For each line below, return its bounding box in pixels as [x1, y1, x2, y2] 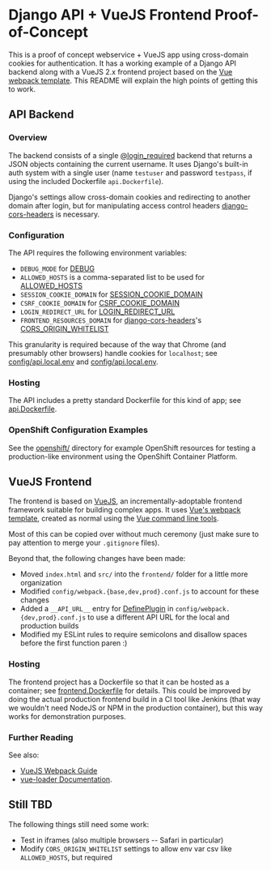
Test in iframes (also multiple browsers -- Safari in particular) [19, 835, 224, 845]
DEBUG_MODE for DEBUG [19, 264, 95, 273]
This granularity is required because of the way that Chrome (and [8, 339, 227, 349]
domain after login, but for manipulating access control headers [8, 200, 221, 210]
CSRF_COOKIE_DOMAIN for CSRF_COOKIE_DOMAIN [19, 298, 180, 307]
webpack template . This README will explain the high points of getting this [8, 75, 259, 85]
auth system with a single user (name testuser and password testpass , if [8, 168, 252, 178]
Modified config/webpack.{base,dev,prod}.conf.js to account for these [19, 586, 260, 597]
